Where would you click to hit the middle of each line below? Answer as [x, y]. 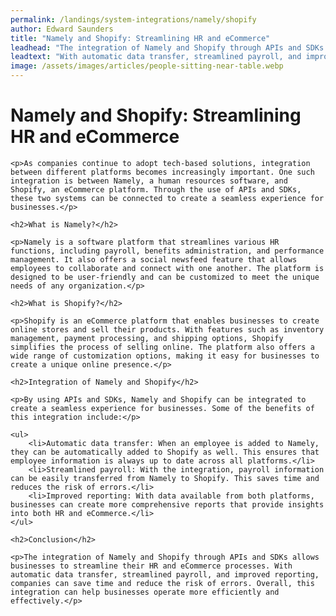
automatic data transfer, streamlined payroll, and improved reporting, [165, 574]
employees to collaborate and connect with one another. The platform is [167, 268]
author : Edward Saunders [62, 29]
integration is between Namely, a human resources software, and [149, 181]
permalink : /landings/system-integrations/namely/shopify [133, 19]
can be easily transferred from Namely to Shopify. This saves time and [165, 478]
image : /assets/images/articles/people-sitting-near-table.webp [147, 66]
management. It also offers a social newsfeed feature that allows [154, 259]
